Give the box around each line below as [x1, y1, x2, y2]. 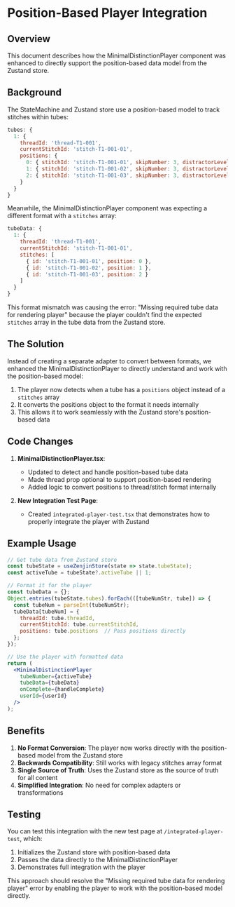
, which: [20, 835, 43, 843]
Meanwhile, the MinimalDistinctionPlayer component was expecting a [7, 204, 208, 213]
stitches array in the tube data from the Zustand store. [7, 318, 166, 327]
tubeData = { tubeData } [20, 679, 80, 687]
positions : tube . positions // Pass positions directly [20, 628, 187, 635]
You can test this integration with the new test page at [7, 827, 163, 835]
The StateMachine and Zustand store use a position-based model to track [7, 105, 220, 114]
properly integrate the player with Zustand [27, 517, 150, 525]
